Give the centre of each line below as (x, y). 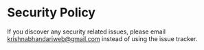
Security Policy (52, 13)
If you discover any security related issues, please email (87, 32)
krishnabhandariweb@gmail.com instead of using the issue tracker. (102, 38)
